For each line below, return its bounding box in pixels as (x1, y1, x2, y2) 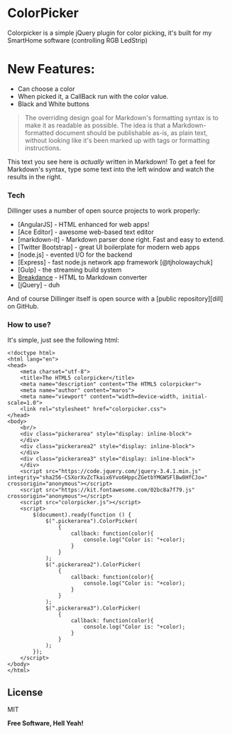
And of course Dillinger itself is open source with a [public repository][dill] (7, 294, 223, 303)
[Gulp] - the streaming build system (17, 265, 122, 275)
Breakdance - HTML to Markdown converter (17, 273, 148, 282)
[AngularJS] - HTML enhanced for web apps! (17, 220, 150, 229)
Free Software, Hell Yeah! (7, 719, 84, 728)
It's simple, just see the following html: (7, 336, 119, 344)
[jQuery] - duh (17, 281, 60, 289)
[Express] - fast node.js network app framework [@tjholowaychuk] (17, 258, 213, 267)
